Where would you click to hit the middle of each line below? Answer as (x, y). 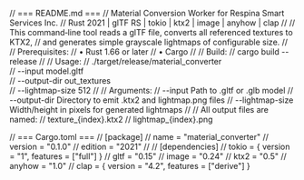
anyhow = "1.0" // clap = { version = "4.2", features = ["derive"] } (130, 166)
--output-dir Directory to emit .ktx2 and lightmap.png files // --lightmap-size (152, 100)
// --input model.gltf (47, 71)
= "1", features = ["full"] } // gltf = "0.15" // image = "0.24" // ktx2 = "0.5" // (148, 156)
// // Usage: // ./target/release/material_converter (131, 61)
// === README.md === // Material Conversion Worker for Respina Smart (147, 13)
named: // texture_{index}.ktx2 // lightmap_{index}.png (111, 119)
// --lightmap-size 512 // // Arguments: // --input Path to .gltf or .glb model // (152, 90)
